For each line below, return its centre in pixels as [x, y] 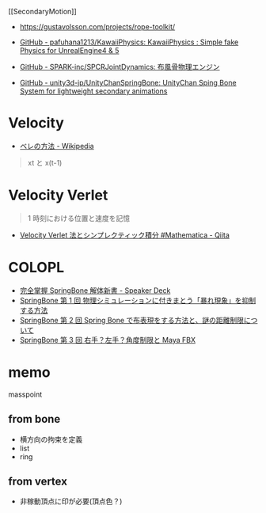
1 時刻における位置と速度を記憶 [79, 218]
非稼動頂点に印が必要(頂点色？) [71, 501]
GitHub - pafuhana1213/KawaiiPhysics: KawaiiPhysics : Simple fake [129, 42]
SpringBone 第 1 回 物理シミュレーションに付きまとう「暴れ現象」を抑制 [137, 300]
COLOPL [36, 268]
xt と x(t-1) [45, 162]
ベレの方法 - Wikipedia [57, 146]
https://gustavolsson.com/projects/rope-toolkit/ [97, 27]
